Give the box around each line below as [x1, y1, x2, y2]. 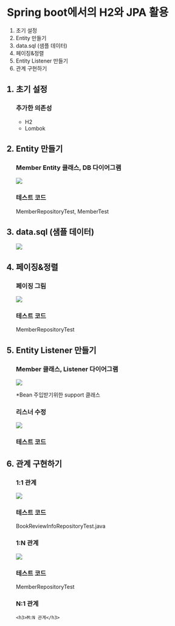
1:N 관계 [15, 539, 39, 547]
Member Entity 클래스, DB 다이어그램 [15, 163, 122, 172]
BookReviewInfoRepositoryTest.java [15, 523, 106, 530]
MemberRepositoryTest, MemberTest [15, 208, 109, 215]
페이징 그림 [15, 282, 46, 290]
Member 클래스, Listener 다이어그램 [15, 365, 118, 373]
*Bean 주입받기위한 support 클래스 [15, 391, 101, 398]
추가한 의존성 [15, 104, 52, 112]
